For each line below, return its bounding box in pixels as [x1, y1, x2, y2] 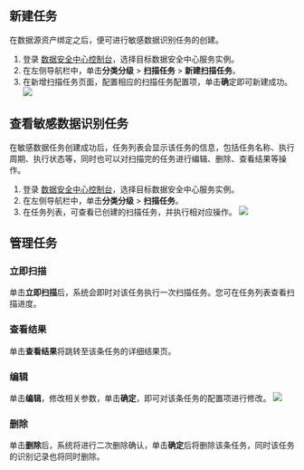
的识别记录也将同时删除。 [9, 451, 105, 462]
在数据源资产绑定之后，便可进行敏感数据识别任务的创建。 [9, 34, 223, 45]
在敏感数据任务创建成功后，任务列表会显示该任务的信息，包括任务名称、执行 [9, 141, 295, 152]
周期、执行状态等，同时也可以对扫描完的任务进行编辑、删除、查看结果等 [9, 153, 279, 164]
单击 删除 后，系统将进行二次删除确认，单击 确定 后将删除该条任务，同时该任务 [9, 440, 295, 451]
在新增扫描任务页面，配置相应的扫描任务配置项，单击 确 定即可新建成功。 [22, 76, 292, 87]
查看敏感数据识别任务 [9, 116, 128, 131]
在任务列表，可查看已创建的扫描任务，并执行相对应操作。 [22, 206, 237, 217]
